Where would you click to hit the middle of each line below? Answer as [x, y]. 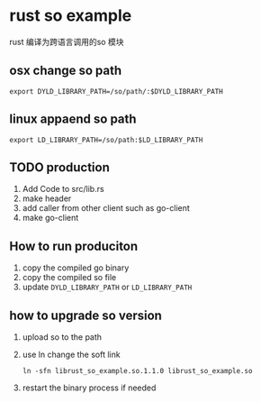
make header [47, 198]
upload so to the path [62, 337]
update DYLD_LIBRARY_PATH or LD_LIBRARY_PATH [107, 287]
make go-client [50, 218]
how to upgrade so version [85, 315]
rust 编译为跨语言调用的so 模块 [67, 41]
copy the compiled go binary [76, 268]
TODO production [60, 167]
